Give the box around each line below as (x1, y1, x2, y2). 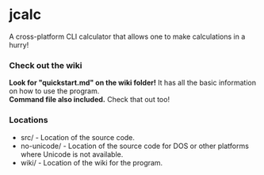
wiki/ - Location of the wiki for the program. (20, 158, 163, 167)
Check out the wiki (9, 59, 82, 70)
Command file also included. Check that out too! (9, 95, 170, 105)
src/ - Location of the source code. (20, 132, 136, 142)
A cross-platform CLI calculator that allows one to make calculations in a (9, 32, 246, 41)
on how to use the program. (9, 86, 100, 96)
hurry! (9, 40, 29, 49)
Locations (9, 115, 48, 126)
